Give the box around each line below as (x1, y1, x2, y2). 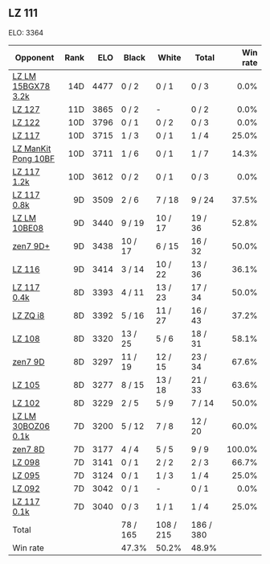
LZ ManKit (12, 142, 51, 154)
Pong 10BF (12, 153, 55, 164)
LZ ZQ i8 (12, 310, 45, 321)
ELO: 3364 (8, 27, 44, 37)
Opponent (14, 51, 55, 63)
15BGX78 (12, 80, 51, 92)
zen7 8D (12, 443, 45, 455)
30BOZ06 (12, 420, 51, 431)
